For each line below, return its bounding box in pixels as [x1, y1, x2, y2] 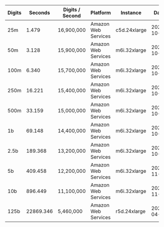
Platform [90, 9, 111, 16]
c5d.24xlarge [115, 27, 147, 33]
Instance [121, 9, 142, 16]
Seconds [29, 9, 50, 16]
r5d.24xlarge [115, 208, 146, 214]
